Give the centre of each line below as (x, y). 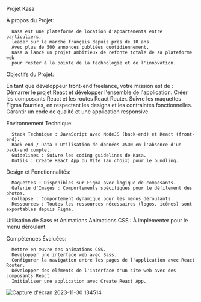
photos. (16, 193)
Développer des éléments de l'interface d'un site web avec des (94, 271)
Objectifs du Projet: (30, 74)
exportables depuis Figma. (40, 209)
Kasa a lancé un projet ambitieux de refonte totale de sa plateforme (102, 52)
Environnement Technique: (40, 123)
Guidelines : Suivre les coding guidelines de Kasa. (79, 156)
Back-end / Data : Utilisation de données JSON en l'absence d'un (97, 145)
